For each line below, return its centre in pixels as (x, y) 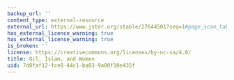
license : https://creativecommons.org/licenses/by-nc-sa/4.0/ (99, 53)
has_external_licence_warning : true (60, 33)
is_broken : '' (28, 46)
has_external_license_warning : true (60, 40)
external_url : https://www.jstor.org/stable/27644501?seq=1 (96, 26)
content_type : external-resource (56, 20)
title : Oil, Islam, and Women (51, 59)
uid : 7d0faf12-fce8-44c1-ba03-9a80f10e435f (71, 65)
